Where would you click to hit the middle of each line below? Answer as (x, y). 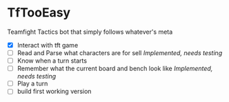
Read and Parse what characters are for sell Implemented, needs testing (120, 53)
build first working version (54, 92)
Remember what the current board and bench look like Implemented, (115, 69)
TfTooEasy (39, 13)
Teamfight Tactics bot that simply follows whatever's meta (90, 32)
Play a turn (32, 83)
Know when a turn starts (52, 61)
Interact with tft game (48, 45)
